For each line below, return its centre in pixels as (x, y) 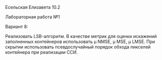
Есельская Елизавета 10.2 (33, 7)
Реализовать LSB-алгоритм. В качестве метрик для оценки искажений (81, 36)
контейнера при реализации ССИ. (42, 52)
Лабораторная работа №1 (33, 17)
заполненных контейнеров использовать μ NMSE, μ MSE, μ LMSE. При (80, 41)
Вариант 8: (17, 26)
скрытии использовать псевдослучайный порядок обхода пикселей (78, 47)
